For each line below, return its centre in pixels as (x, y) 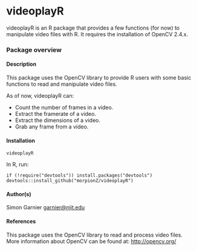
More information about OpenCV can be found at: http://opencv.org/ (91, 241)
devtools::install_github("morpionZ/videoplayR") (70, 181)
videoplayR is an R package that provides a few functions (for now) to (93, 28)
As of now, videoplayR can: (40, 96)
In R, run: (18, 165)
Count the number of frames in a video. (64, 107)
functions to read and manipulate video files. (62, 84)
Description (21, 64)
